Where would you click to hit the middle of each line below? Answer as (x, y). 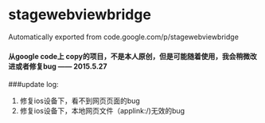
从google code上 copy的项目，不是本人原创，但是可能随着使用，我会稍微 (129, 56)
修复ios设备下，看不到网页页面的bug (80, 101)
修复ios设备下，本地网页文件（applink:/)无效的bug (102, 111)
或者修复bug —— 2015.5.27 (61, 66)
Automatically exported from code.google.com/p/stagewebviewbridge (123, 37)
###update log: (33, 85)
